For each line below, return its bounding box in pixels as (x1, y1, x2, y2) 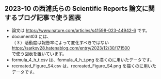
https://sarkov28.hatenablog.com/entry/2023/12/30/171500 (11, 45, 130, 51)
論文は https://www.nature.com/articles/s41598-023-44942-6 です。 (11, 27, 150, 33)
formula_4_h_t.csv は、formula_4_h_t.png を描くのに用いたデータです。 (11, 57, 155, 63)
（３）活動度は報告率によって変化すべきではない (11, 39, 109, 45)
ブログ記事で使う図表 (17, 14, 81, 22)
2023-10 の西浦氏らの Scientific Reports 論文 (4, 4, 142, 13)
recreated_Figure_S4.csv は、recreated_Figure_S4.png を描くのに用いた (11, 63, 157, 69)
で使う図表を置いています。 (11, 50, 66, 57)
